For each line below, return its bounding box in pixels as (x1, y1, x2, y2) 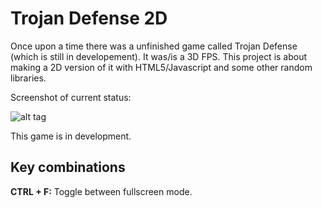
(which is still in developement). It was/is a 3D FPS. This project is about (10, 50, 308, 62)
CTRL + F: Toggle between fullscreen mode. (10, 185, 193, 197)
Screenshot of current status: (10, 91, 132, 103)
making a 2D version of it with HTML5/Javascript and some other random (10, 61, 313, 73)
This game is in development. (10, 130, 132, 142)
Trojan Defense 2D (10, 7, 168, 30)
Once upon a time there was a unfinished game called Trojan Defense (10, 40, 298, 52)
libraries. (10, 72, 47, 84)
